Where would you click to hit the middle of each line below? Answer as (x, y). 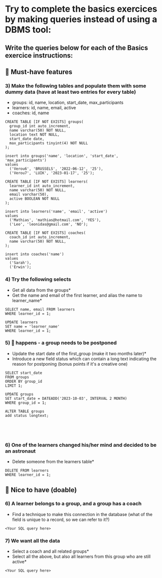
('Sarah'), (20, 263)
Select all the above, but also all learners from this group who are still (81, 557)
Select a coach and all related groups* (50, 551)
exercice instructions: (39, 55)
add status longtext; (27, 415)
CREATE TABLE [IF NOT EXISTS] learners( (47, 182)
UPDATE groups (19, 394)
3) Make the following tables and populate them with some (76, 85)
